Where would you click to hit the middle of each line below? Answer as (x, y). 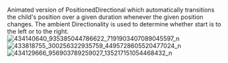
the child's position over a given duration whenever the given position (105, 17)
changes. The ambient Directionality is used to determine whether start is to (114, 24)
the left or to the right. (38, 31)
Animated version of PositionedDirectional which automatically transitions (111, 10)
